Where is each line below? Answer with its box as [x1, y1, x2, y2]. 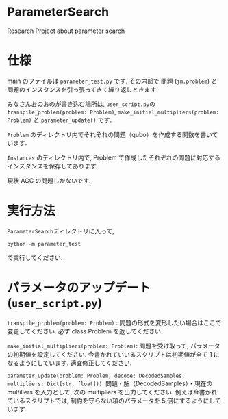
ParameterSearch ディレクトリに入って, [7, 227, 114, 235]
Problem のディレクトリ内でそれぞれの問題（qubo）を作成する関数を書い [7, 130, 212, 138]
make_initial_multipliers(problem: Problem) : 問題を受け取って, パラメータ [7, 342, 220, 350]
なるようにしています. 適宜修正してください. [7, 359, 132, 367]
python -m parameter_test [7, 240, 81, 247]
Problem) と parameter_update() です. [7, 116, 112, 124]
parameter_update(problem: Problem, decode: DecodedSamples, [7, 372, 186, 379]
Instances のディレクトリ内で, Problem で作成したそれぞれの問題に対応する [7, 153, 221, 162]
